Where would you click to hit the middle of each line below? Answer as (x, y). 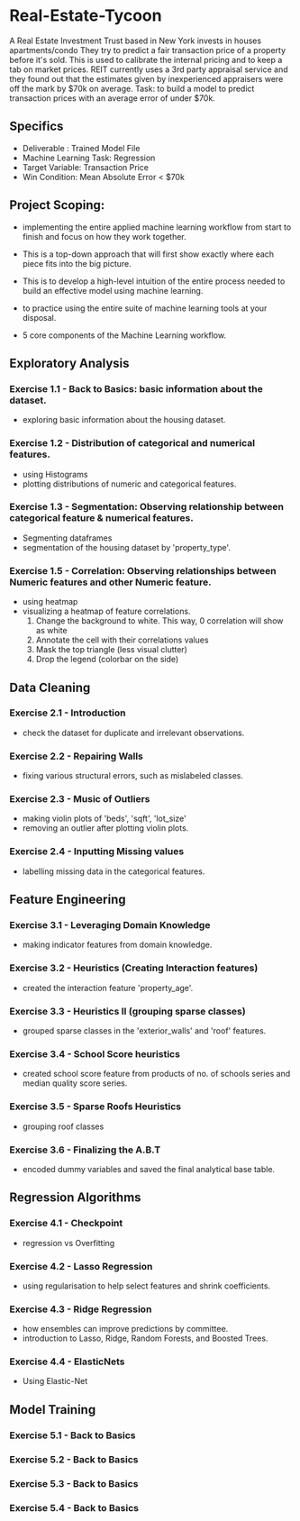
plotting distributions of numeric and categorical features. (129, 484)
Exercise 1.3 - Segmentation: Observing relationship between (146, 507)
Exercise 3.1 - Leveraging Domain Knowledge (110, 925)
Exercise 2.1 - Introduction (68, 713)
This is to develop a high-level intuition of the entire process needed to (154, 281)
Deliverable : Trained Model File (81, 148)
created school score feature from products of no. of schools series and (156, 1074)
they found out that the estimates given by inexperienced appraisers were (146, 78)
